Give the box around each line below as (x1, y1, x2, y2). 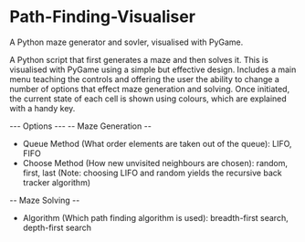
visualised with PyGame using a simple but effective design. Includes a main (9, 64, 297, 75)
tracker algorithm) (22, 176, 91, 188)
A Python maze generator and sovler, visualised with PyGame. (9, 37, 244, 47)
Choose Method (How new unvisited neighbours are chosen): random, (22, 157, 289, 168)
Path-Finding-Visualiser (9, 6, 196, 27)
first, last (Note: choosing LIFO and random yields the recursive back (22, 167, 282, 178)
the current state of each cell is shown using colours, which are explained (9, 93, 288, 104)
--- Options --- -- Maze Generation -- (9, 121, 152, 132)
